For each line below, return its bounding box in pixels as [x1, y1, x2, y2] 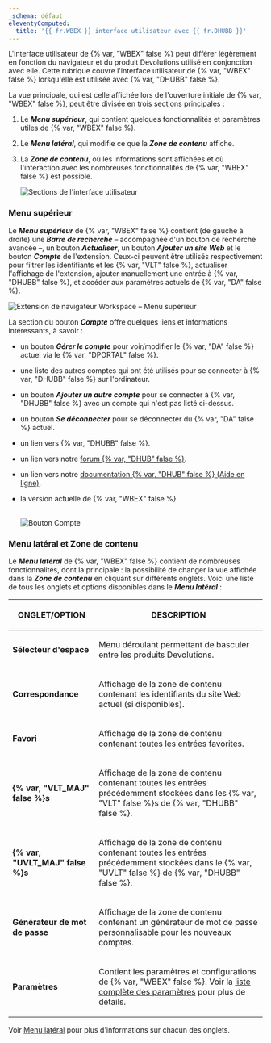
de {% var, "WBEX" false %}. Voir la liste [98, 976, 252, 987]
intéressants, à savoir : [8, 325, 83, 335]
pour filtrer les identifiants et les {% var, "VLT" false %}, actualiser [8, 260, 228, 270]
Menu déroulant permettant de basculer [98, 639, 250, 650]
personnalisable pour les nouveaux [98, 926, 231, 937]
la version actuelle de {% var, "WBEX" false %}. [19, 493, 179, 503]
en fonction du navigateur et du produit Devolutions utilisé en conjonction [8, 57, 252, 67]
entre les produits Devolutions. [98, 649, 215, 660]
